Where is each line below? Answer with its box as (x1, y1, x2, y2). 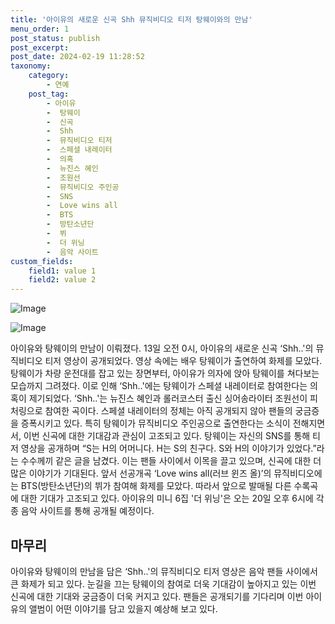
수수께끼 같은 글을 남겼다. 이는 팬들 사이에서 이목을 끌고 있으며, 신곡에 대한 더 (20, 455, 322, 467)
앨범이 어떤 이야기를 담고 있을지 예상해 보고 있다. (28, 602, 218, 615)
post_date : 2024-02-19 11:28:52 (10, 52, 145, 62)
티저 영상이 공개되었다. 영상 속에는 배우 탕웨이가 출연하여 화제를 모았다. (44, 355, 323, 367)
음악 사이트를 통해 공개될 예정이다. (20, 505, 155, 517)
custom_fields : (10, 256, 74, 266)
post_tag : (28, 89, 70, 99)
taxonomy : (10, 61, 52, 71)
